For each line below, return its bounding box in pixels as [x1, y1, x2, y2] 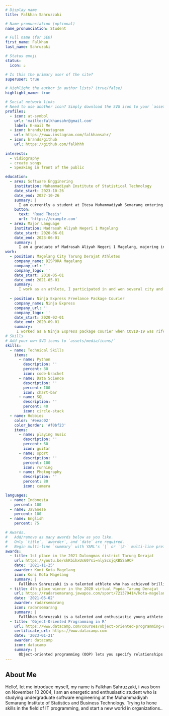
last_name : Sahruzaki [5, 44, 51, 49]
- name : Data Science [18, 376, 64, 381]
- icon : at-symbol [10, 113, 49, 118]
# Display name [5, 7, 37, 13]
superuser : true [5, 77, 39, 82]
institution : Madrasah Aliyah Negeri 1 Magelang [14, 225, 118, 231]
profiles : [5, 109, 26, 114]
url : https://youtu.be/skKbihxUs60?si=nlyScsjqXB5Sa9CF [14, 558, 134, 563]
